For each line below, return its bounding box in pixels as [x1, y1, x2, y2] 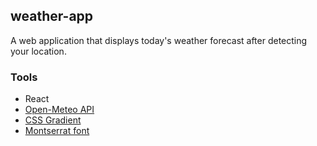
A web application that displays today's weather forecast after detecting [10, 34, 308, 46]
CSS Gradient [24, 114, 82, 126]
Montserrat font [24, 125, 90, 137]
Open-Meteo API [24, 104, 95, 116]
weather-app [10, 8, 94, 25]
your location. [10, 45, 67, 57]
